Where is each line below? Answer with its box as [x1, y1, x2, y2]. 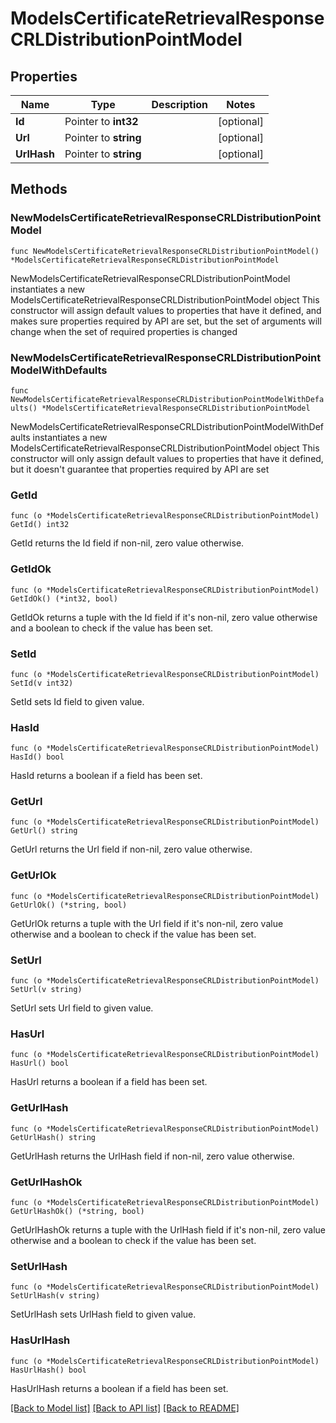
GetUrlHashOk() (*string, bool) [10, 1206, 145, 1216]
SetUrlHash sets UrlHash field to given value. [10, 1308, 197, 1321]
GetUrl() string [10, 826, 78, 836]
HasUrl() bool [10, 1058, 70, 1069]
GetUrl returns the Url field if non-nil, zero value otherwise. [10, 843, 253, 856]
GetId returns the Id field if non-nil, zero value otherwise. [10, 537, 245, 549]
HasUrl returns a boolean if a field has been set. [10, 1076, 208, 1088]
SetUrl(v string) [10, 985, 83, 995]
